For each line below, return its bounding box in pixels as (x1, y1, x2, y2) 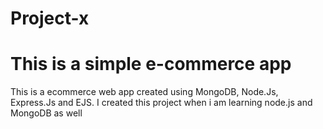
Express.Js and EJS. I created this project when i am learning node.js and (10, 97, 313, 109)
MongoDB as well (10, 107, 83, 119)
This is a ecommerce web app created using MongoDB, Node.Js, (10, 86, 279, 98)
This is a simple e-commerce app (10, 53, 292, 76)
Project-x (10, 7, 90, 30)
